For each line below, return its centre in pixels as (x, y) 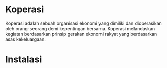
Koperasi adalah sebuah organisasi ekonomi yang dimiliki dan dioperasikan (84, 23)
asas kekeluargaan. (25, 39)
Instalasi (24, 60)
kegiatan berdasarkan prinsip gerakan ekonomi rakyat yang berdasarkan (81, 34)
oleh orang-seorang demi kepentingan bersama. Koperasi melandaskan (80, 28)
